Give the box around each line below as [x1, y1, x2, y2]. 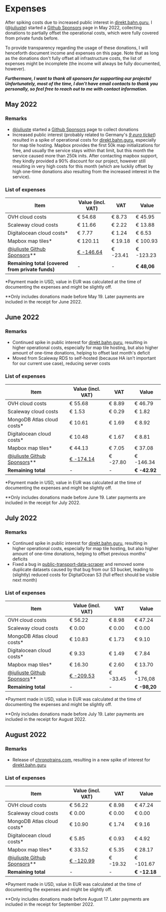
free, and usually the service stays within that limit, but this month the [12, 147, 154, 153]
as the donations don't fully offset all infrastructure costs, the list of [5, 55, 142, 61]
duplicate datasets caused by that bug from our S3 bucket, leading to [12, 566, 154, 572]
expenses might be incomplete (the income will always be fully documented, [5, 60, 161, 66]
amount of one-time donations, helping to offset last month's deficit [12, 350, 150, 355]
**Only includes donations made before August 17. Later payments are [5, 896, 150, 902]
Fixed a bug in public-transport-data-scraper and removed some [12, 561, 145, 567]
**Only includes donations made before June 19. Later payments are [5, 494, 146, 500]
